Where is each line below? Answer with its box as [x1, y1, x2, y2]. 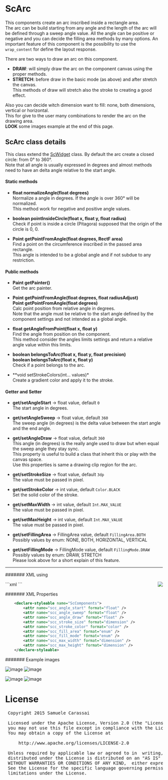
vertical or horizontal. [5, 107, 49, 113]
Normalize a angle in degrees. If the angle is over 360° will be [12, 195, 140, 201]
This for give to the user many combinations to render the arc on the [5, 112, 146, 118]
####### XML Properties [5, 591, 58, 597]
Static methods [5, 178, 38, 184]
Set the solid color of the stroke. [12, 492, 79, 498]
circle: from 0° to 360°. [5, 156, 52, 162]
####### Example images [5, 656, 60, 662]
